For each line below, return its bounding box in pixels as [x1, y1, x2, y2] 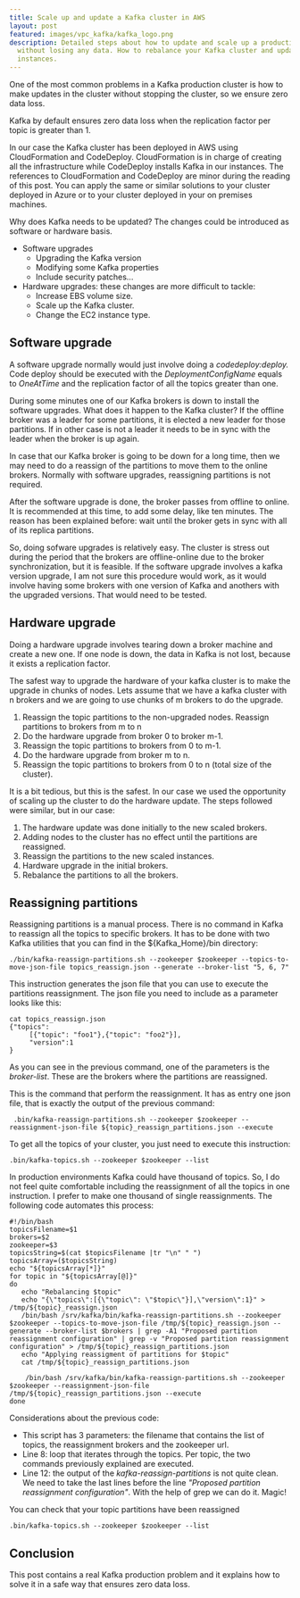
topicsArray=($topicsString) [9, 1256, 118, 1266]
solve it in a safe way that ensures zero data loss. [9, 1579, 190, 1590]
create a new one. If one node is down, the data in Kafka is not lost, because [9, 648, 291, 659]
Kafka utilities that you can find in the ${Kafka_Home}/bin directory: [9, 938, 259, 949]
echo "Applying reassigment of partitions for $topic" [21, 1350, 229, 1360]
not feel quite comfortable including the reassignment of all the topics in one [9, 1181, 290, 1192]
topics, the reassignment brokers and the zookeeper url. [21, 1439, 229, 1451]
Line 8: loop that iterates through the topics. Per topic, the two [21, 1449, 251, 1460]
